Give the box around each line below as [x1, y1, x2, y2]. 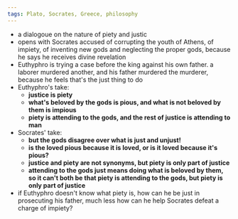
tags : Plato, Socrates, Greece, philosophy [7, 10, 139, 18]
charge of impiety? [17, 203, 73, 212]
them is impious [28, 105, 77, 114]
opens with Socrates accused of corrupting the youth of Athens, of [17, 37, 215, 46]
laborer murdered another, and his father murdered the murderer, [17, 68, 208, 76]
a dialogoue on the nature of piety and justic [17, 30, 148, 38]
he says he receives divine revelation [17, 53, 126, 61]
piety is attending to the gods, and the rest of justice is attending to [28, 113, 231, 122]
